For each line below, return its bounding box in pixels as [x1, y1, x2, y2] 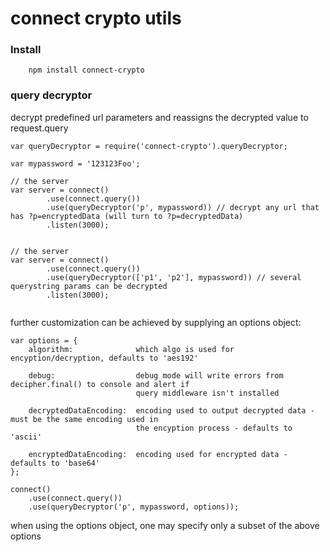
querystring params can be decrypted [10, 281, 168, 291]
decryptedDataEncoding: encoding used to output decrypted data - [28, 405, 315, 416]
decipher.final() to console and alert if [10, 379, 190, 389]
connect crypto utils [10, 7, 182, 30]
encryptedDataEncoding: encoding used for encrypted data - [28, 449, 288, 459]
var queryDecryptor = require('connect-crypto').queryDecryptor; [10, 141, 288, 151]
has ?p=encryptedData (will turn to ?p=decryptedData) [10, 211, 244, 221]
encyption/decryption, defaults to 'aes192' [10, 353, 199, 363]
